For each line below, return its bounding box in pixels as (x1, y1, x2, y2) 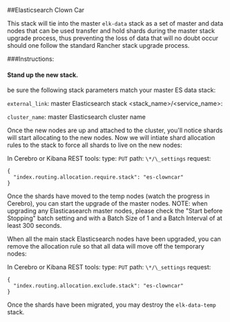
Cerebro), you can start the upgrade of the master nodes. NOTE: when (7, 199, 209, 208)
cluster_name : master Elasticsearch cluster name (7, 113, 146, 121)
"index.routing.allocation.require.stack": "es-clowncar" (13, 174, 184, 181)
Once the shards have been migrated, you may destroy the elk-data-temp (7, 301, 216, 309)
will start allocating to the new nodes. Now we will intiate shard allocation (7, 134, 215, 142)
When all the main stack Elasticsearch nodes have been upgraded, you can (7, 235, 221, 243)
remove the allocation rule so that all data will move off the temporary (7, 242, 205, 251)
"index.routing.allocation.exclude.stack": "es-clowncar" (13, 283, 184, 289)
